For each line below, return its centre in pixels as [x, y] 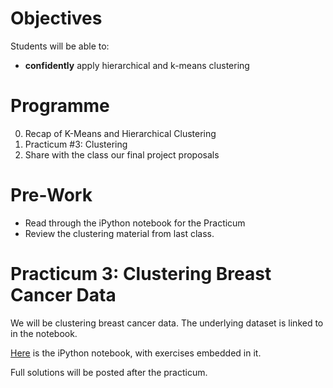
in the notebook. [44, 333]
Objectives [56, 18]
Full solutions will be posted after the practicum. [109, 372]
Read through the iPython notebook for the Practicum [135, 223]
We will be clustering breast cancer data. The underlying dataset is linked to [167, 323]
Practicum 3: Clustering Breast [141, 274]
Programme [60, 106]
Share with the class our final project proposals [122, 154]
